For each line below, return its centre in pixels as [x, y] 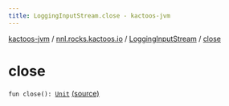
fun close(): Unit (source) [54, 93]
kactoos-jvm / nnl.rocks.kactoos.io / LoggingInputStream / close [115, 39]
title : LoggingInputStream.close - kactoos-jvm [90, 16]
